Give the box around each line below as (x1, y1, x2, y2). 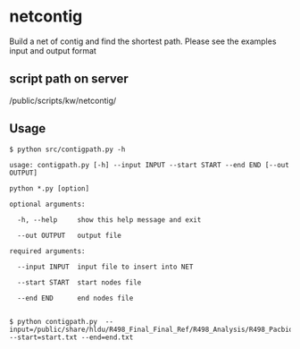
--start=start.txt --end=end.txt (9, 333, 134, 342)
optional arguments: (9, 200, 87, 209)
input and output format (9, 45, 96, 55)
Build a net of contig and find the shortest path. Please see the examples (9, 36, 277, 47)
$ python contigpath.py (9, 317, 98, 326)
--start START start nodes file (17, 277, 142, 287)
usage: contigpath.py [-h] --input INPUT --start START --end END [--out (9, 160, 290, 169)
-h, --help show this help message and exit (17, 215, 202, 225)
